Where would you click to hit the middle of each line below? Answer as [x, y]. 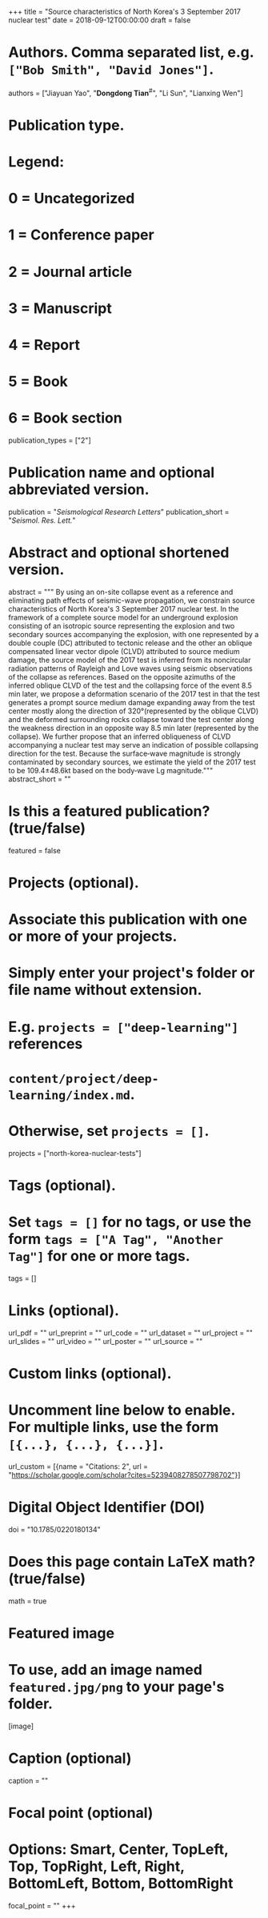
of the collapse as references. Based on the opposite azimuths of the [122, 676]
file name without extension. [105, 990]
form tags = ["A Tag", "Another [116, 1239]
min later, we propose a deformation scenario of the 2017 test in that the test [134, 694]
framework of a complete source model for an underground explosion [123, 617]
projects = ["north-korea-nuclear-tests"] [75, 1153]
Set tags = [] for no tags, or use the [130, 1222]
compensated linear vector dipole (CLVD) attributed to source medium [124, 651]
